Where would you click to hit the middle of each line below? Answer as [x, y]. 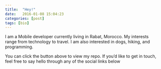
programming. [19, 47]
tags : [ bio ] [17, 23]
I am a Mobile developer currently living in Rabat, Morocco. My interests [77, 37]
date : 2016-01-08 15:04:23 [34, 14]
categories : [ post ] [25, 18]
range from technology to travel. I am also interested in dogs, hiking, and [78, 42]
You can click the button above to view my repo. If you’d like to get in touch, [81, 56]
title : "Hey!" [20, 9]
